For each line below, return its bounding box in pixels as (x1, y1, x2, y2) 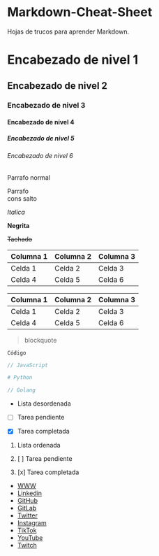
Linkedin (17, 489, 43, 497)
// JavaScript (7, 362, 49, 369)
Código (7, 349, 26, 357)
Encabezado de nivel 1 (7, 52, 139, 68)
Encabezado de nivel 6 (7, 152, 73, 159)
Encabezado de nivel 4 (7, 118, 75, 127)
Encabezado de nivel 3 (7, 101, 86, 111)
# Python (7, 374, 33, 381)
